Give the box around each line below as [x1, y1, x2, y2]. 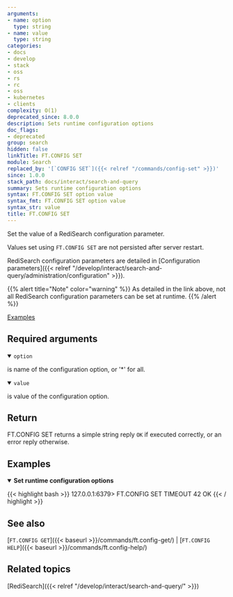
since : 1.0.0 [7, 172, 45, 179]
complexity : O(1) [7, 107, 58, 114]
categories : [7, 42, 42, 49]
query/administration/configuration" [7, 271, 110, 279]
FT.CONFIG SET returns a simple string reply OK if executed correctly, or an [7, 430, 222, 439]
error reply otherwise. [7, 438, 70, 446]
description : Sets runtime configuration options [7, 120, 154, 127]
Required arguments [7, 333, 98, 345]
